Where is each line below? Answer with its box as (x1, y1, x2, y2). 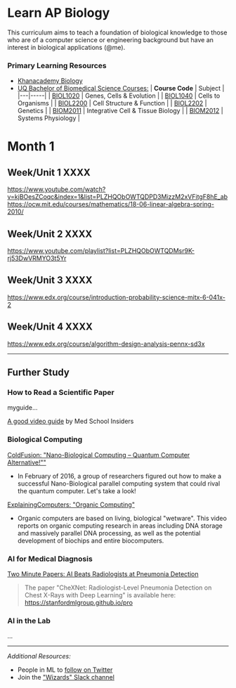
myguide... (7, 403, 38, 412)
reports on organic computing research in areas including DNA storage (17, 521, 223, 530)
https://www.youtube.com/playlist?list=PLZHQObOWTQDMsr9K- (7, 247, 195, 255)
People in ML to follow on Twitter (17, 666, 113, 674)
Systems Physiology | (17, 114, 81, 122)
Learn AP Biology (7, 5, 110, 21)
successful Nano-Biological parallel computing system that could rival (17, 479, 221, 488)
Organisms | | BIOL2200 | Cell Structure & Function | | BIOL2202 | (17, 99, 207, 108)
